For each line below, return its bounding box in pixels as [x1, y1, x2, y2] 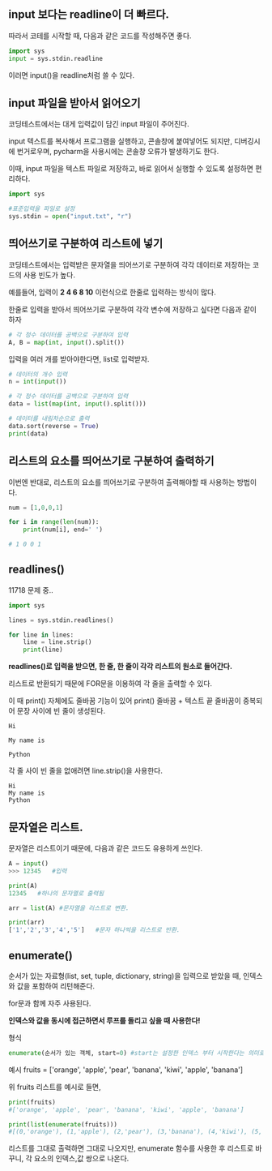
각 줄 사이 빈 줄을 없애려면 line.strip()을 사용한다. [8, 766, 164, 776]
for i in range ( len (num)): [8, 518, 100, 526]
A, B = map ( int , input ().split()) [8, 338, 125, 346]
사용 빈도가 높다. [23, 270, 75, 280]
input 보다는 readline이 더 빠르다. [8, 7, 170, 22]
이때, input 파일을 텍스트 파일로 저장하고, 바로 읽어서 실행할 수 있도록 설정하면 [8, 164, 253, 174]
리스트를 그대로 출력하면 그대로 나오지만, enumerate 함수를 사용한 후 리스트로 [8, 1143, 253, 1153]
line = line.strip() [23, 638, 92, 646]
